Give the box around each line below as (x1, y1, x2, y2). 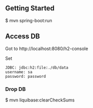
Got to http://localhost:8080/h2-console (5, 45, 88, 51)
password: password (5, 74, 46, 79)
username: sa (5, 69, 33, 75)
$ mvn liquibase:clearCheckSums (5, 97, 75, 103)
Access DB (5, 32, 40, 41)
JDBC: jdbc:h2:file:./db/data (5, 65, 69, 70)
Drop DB (5, 85, 26, 92)
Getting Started (5, 4, 55, 13)
